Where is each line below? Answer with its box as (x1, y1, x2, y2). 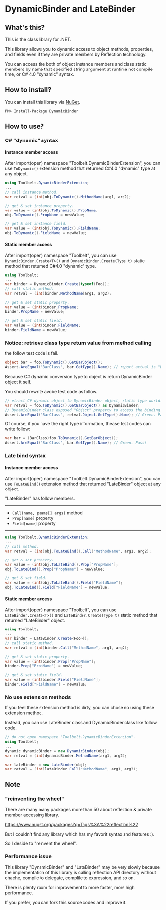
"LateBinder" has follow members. (5, 495, 75, 502)
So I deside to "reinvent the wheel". (5, 840, 77, 847)
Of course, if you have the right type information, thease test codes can (5, 421, 151, 427)
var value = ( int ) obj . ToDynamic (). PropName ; (5, 208, 98, 213)
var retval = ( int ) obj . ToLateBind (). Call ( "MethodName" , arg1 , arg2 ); (5, 549, 152, 554)
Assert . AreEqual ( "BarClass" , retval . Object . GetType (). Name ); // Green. (5, 412, 156, 417)
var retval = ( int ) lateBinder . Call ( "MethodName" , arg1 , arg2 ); (5, 767, 138, 771)
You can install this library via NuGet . (5, 99, 81, 105)
